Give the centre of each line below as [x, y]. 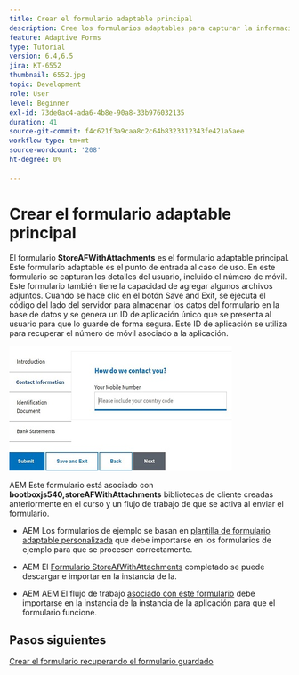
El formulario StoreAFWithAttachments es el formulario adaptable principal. [149, 257]
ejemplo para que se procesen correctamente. [107, 549]
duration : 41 [33, 122]
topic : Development [45, 84]
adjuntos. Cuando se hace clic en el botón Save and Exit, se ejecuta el [137, 295]
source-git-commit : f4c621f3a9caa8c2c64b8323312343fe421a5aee [127, 132]
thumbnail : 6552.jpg [48, 76]
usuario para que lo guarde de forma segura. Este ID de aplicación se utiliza [148, 324]
